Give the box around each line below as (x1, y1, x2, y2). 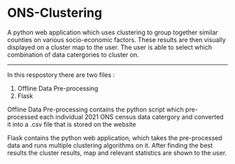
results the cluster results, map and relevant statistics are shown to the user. (7, 149, 227, 157)
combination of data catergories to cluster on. (7, 50, 139, 59)
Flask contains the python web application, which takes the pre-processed (7, 133, 222, 142)
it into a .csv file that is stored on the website (7, 120, 136, 128)
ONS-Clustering (7, 5, 103, 21)
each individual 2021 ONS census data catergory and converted (39, 112, 224, 121)
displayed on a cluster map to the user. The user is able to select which (7, 43, 212, 51)
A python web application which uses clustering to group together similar (7, 28, 218, 36)
